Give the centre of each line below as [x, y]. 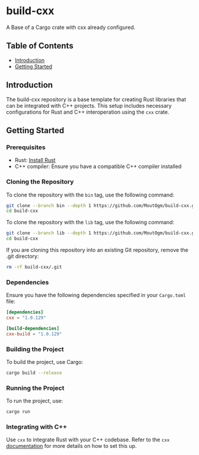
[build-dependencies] [33, 328]
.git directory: [23, 256]
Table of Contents [40, 46]
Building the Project [35, 349]
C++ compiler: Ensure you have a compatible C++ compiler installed [98, 166]
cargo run [18, 412]
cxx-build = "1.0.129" [34, 334]
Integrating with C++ [37, 427]
